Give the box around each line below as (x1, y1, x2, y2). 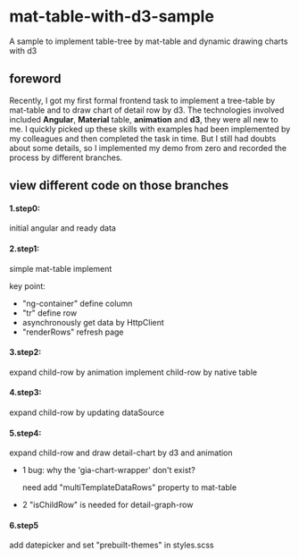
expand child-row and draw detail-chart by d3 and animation (9, 447, 234, 458)
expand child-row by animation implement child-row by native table (9, 367, 257, 377)
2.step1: (9, 243, 40, 254)
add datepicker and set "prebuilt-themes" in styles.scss (9, 539, 214, 551)
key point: (9, 280, 46, 292)
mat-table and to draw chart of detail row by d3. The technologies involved (9, 105, 285, 115)
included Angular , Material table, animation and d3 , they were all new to (9, 114, 278, 124)
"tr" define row (21, 307, 78, 318)
